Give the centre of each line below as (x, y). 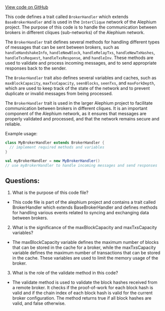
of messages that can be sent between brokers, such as (62, 47)
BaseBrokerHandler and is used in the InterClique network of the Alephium (81, 22)
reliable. (13, 124)
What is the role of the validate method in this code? (65, 273)
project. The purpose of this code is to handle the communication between (81, 27)
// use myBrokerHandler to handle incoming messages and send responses (81, 165)
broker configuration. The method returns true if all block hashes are (82, 298)
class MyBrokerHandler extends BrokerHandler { (55, 143)
